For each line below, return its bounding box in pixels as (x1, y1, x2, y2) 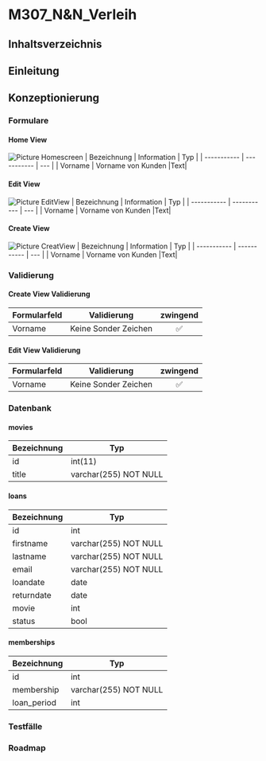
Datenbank (8, 403, 52, 414)
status (12, 615, 36, 626)
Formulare (8, 115, 49, 127)
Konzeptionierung (8, 92, 100, 105)
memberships (8, 638, 56, 647)
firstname (12, 537, 48, 548)
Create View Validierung (8, 289, 91, 299)
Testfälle (8, 720, 43, 732)
